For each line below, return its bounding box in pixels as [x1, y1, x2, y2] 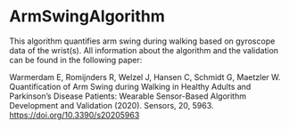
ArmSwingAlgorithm [9, 6, 165, 27]
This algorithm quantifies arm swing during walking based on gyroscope [9, 36, 276, 46]
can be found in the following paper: [9, 54, 143, 65]
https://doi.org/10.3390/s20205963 [9, 109, 140, 120]
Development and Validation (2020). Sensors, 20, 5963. [9, 100, 214, 110]
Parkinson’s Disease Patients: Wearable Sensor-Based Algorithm [9, 91, 247, 101]
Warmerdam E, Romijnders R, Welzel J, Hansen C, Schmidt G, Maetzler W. [9, 71, 281, 82]
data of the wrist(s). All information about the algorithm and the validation [9, 44, 279, 55]
